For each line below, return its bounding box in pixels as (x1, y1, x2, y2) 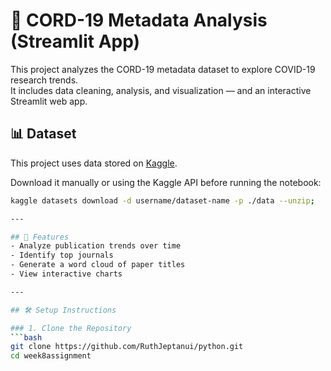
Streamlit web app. (10, 95, 88, 107)
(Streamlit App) (10, 30, 141, 53)
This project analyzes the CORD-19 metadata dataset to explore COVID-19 (10, 63, 316, 75)
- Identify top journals (10, 250, 114, 261)
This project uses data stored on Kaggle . (10, 157, 178, 169)
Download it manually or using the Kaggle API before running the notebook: (10, 176, 322, 188)
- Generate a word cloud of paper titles (10, 260, 186, 270)
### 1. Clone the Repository (10, 323, 132, 333)
